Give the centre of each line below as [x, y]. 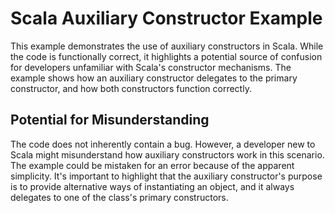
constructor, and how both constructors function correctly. [131, 88]
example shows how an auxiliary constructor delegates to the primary [154, 78]
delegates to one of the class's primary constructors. [119, 197]
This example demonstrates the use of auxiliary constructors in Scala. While [167, 46]
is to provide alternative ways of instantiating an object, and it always [152, 186]
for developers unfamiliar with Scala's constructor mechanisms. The [151, 67]
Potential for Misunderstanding [110, 120]
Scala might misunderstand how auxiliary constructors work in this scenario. [167, 154]
